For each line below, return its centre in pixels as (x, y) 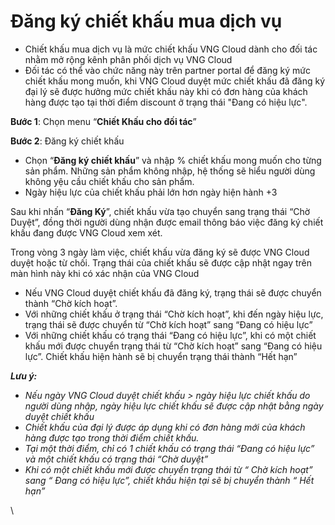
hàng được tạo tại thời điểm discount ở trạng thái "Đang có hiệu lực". (166, 102)
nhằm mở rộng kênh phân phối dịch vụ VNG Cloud (128, 59)
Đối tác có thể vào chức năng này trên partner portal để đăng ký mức (167, 70)
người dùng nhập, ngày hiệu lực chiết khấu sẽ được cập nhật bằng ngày (174, 406)
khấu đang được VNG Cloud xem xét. (86, 232)
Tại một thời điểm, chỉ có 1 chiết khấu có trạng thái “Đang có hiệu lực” (169, 448)
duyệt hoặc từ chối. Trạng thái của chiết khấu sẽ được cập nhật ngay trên (161, 262)
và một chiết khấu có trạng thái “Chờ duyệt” (116, 459)
